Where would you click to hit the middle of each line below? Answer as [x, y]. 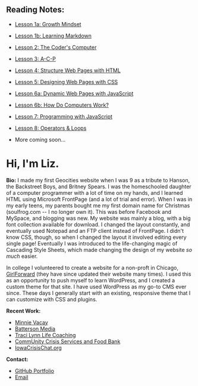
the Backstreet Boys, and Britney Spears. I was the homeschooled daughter [99, 186]
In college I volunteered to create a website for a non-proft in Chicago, [92, 267]
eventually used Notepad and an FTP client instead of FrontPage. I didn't [95, 231]
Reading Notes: [35, 10]
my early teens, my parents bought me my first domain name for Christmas [98, 206]
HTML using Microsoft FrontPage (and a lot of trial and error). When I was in [99, 199]
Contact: [17, 359]
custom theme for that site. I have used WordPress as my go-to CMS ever [96, 287]
